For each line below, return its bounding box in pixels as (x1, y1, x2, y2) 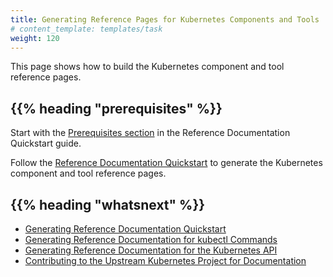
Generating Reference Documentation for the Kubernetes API (24, 244, 278, 256)
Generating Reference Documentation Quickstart (24, 223, 227, 235)
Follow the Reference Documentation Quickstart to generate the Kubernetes (10, 157, 323, 169)
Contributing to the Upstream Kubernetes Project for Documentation (24, 255, 307, 266)
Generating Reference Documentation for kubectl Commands (24, 234, 278, 245)
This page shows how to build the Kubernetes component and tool (10, 61, 285, 73)
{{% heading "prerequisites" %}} (10, 100, 223, 117)
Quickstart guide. (10, 137, 82, 150)
